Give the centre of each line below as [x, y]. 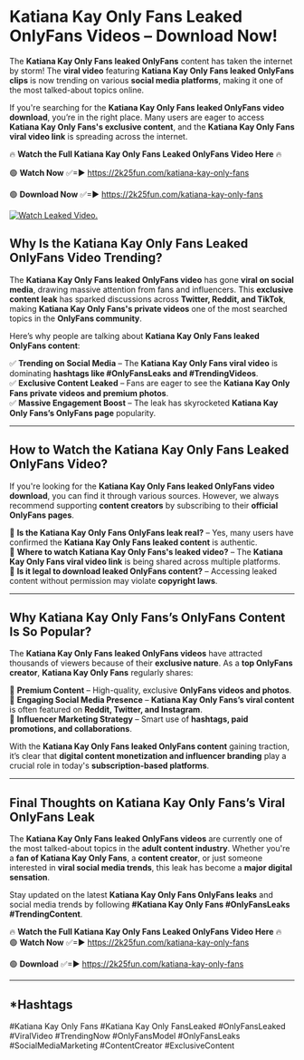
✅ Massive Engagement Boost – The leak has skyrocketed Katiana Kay [144, 403]
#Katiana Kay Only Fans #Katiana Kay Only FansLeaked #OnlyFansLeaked [148, 1026]
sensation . [30, 878]
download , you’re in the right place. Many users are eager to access [137, 117]
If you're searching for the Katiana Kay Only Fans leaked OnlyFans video [147, 107]
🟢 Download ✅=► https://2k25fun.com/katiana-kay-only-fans [127, 964]
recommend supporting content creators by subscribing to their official [144, 505]
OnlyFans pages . [42, 515]
